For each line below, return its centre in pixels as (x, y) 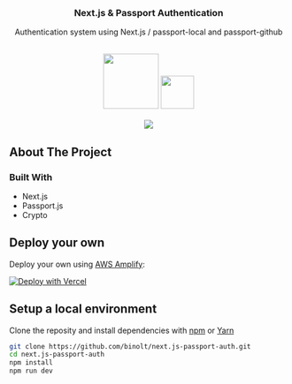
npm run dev (31, 371)
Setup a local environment (83, 309)
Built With (31, 177)
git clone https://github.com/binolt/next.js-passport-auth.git (130, 346)
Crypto (35, 215)
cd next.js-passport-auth (57, 355)
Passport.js (42, 206)
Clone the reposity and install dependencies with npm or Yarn (122, 330)
